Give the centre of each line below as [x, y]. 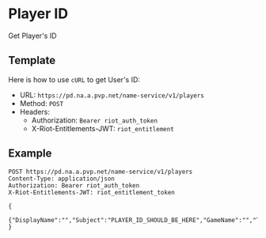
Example [30, 154]
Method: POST [42, 103]
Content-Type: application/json [61, 179]
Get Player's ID [32, 36]
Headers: [34, 111]
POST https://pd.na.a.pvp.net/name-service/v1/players [101, 172]
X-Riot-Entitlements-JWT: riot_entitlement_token [92, 192]
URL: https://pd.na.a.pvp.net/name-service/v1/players [112, 95]
